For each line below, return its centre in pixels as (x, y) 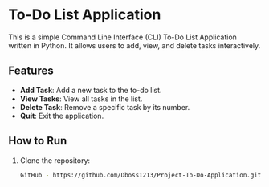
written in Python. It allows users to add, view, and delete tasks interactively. (134, 45)
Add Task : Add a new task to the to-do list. (91, 90)
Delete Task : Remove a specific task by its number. (105, 107)
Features (31, 71)
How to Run (38, 141)
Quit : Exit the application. (62, 116)
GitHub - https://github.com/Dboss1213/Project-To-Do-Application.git (141, 175)
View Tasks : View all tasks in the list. (81, 99)
